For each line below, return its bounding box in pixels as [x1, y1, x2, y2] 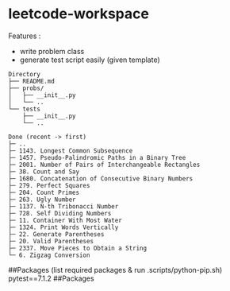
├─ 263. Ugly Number [8, 196, 77, 204]
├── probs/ [8, 84, 44, 92]
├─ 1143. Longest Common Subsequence [8, 146, 133, 155]
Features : [8, 31, 41, 41]
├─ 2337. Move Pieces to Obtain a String [8, 244, 148, 252]
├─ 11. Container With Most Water [8, 216, 123, 224]
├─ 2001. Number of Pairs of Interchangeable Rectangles [8, 161, 201, 169]
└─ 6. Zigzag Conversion [8, 251, 90, 259]
